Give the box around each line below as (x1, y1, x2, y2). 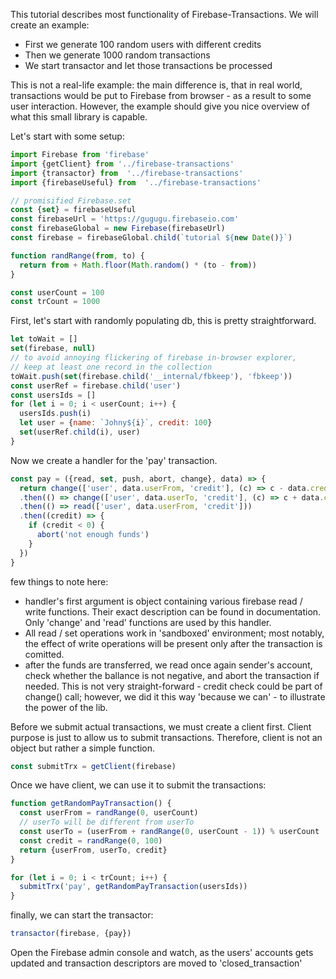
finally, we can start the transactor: (10, 909, 154, 921)
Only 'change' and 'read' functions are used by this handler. (24, 616, 272, 628)
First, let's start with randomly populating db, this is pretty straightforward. (10, 315, 317, 327)
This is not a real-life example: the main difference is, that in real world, (10, 79, 303, 91)
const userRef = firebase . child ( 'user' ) (10, 380, 182, 391)
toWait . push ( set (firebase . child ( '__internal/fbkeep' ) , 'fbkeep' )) (10, 371, 293, 381)
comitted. (24, 648, 65, 660)
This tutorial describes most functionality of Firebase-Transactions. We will (10, 9, 319, 20)
